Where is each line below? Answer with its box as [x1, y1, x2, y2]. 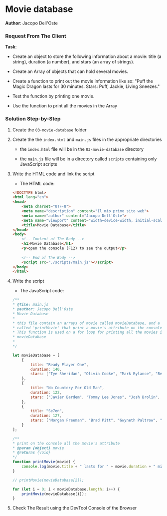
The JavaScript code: [19, 288, 64, 294]
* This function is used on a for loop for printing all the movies [12, 330, 158, 335]
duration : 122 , [30, 390, 62, 395]
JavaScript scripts [19, 161, 57, 167]
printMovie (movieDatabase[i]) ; [21, 491, 87, 497]
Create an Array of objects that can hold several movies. [12, 68, 129, 74]
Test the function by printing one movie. [12, 93, 95, 99]
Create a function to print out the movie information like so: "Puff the [12, 78, 154, 84]
